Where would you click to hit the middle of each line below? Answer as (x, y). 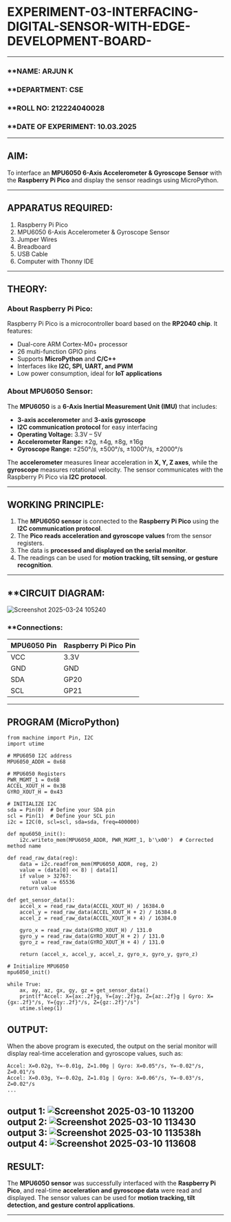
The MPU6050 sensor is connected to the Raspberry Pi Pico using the (118, 521)
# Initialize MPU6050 (38, 966)
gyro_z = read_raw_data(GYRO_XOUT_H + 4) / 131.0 (92, 942)
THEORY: (27, 289)
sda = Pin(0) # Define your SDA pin (61, 810)
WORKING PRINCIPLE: (56, 505)
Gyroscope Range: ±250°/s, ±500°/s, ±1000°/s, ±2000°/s (100, 449)
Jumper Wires (37, 239)
